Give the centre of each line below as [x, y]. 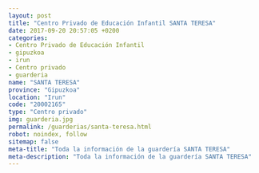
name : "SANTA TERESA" [44, 82]
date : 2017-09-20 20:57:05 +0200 [64, 30]
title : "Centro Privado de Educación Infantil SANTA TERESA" [112, 23]
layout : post [30, 16]
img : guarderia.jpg [41, 120]
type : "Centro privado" [48, 112]
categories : [28, 38]
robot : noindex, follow [48, 134]
